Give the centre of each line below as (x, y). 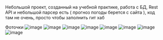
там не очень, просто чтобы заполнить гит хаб (55, 18)
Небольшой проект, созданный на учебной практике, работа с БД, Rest (81, 7)
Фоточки (14, 27)
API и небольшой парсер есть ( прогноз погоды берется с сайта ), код (80, 12)
